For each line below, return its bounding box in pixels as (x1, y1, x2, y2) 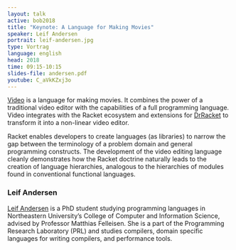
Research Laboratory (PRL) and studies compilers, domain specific (7, 227, 203, 235)
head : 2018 (7, 57, 40, 64)
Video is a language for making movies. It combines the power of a (7, 96, 203, 104)
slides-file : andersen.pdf (7, 70, 87, 77)
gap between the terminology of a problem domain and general (7, 140, 193, 148)
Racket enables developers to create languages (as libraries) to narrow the (7, 132, 226, 141)
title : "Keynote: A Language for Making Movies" (7, 23, 154, 31)
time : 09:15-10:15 (7, 63, 62, 70)
